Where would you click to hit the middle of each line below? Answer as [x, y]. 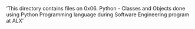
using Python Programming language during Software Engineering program [98, 14]
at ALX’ [15, 21]
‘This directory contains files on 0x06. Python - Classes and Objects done [96, 8]
